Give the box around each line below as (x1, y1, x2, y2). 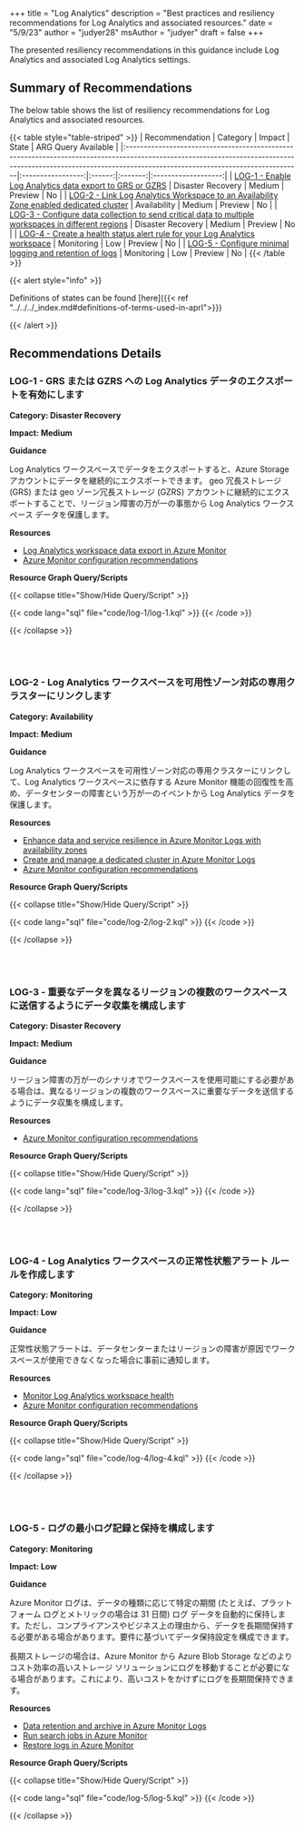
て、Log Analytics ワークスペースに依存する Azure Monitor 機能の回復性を (9, 776, 286, 787)
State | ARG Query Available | (9, 141, 119, 152)
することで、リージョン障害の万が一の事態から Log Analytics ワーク (33, 497, 287, 508)
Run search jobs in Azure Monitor (22, 1729, 148, 1741)
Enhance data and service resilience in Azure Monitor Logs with (22, 834, 261, 845)
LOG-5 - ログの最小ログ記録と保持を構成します (9, 1522, 215, 1535)
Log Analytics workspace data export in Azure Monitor (22, 545, 227, 556)
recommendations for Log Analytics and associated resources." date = (9, 17, 274, 28)
